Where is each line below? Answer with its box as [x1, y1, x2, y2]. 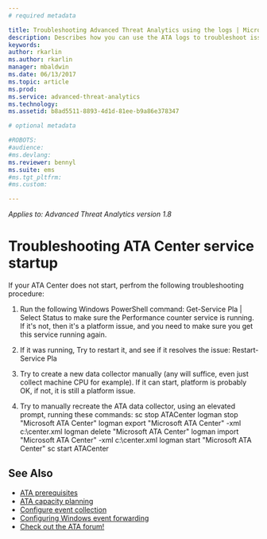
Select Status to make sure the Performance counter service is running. [19, 313, 254, 322]
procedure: [8, 289, 45, 299]
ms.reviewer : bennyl [8, 158, 77, 166]
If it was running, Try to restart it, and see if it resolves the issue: [19, 346, 230, 355]
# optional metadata [8, 122, 77, 130]
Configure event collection [19, 505, 107, 514]
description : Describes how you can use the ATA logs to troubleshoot [8, 33, 247, 41]
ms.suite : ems [8, 166, 56, 174]
